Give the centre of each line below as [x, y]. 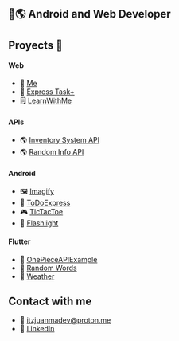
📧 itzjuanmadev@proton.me [65, 320]
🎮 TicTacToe [41, 212]
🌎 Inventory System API [60, 140]
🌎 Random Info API [52, 152]
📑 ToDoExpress [45, 203]
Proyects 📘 [36, 45]
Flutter [19, 241]
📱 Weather [37, 276]
